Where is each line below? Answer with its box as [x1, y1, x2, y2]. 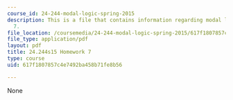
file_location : [7, 29, 51, 37]
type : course [7, 55, 45, 62]
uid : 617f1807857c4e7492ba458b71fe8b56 [7, 61, 123, 68]
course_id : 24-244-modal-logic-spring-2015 [7, 10, 135, 17]
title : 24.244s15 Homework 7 [7, 49, 92, 56]
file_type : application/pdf [7, 36, 89, 43]
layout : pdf [7, 42, 42, 49]
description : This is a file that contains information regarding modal [7, 17, 222, 23]
